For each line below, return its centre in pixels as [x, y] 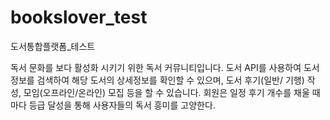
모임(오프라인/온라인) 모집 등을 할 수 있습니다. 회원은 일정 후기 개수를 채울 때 [172, 92]
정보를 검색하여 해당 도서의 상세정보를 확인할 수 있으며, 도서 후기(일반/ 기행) [157, 80]
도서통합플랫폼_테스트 [53, 46]
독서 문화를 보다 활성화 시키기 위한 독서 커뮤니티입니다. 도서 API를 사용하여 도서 [165, 67]
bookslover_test [79, 17]
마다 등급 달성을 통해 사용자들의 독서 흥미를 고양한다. [113, 105]
